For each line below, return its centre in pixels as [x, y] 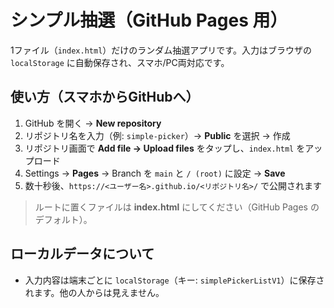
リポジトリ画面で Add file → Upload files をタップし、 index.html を [165, 148]
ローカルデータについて [82, 254]
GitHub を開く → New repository [93, 123]
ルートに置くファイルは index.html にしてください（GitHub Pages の [177, 207]
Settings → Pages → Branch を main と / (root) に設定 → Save [155, 173]
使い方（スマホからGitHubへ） [105, 97]
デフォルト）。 [63, 219]
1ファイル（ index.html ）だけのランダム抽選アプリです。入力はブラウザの [161, 50]
